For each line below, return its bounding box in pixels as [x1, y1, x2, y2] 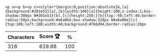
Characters [7, 33, 34, 40]
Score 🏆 [39, 33, 61, 39]
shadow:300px [5, 13, 32, 18]
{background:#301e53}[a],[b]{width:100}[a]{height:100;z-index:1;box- [5, 9, 153, 14]
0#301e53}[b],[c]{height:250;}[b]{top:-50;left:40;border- [33, 13, 158, 18]
